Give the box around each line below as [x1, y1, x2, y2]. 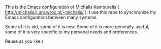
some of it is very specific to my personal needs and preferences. [5, 29, 139, 34]
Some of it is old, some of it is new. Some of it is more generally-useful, [5, 24, 150, 30]
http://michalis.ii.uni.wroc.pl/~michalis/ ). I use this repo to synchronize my [5, 9, 157, 15]
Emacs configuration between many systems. [5, 15, 97, 20]
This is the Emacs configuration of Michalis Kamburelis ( [5, 4, 119, 10]
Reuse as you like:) [5, 38, 43, 44]
